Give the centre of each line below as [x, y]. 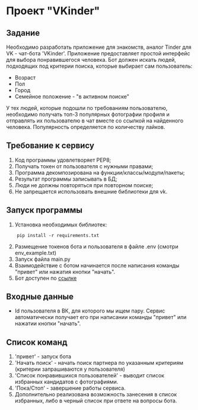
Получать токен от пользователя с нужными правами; [84, 166]
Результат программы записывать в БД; [66, 179]
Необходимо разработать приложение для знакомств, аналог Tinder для [99, 47]
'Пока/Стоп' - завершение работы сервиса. [70, 388]
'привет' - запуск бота [43, 357]
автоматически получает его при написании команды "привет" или [100, 317]
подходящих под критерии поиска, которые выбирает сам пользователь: [99, 66]
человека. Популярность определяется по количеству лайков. [86, 127]
